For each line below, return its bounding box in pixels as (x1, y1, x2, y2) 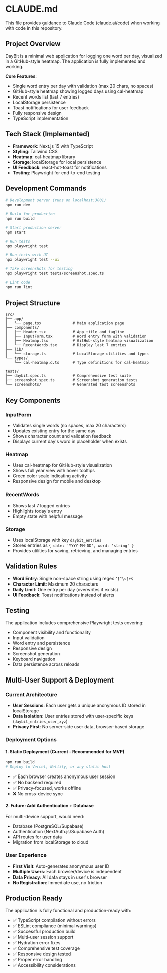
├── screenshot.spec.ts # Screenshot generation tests (5, 378, 138, 383)
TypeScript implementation (12, 115, 69, 121)
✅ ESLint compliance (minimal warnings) (12, 923, 97, 929)
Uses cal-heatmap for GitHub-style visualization (12, 462, 112, 468)
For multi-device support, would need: (5, 814, 84, 820)
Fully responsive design (12, 110, 62, 116)
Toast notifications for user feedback (12, 104, 89, 111)
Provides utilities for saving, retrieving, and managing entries (12, 548, 138, 554)
